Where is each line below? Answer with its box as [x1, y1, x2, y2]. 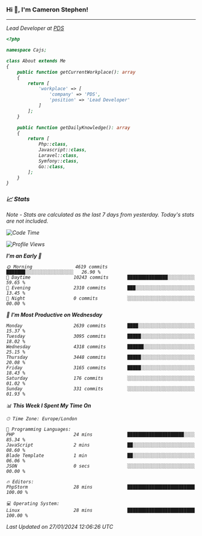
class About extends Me [6, 58, 66, 64]
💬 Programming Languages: [6, 426, 71, 432]
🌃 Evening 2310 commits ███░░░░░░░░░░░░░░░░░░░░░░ [6, 285, 195, 291]
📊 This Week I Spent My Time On [6, 402, 91, 409]
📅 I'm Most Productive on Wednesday [6, 311, 103, 318]
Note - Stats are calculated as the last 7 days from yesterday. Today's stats [6, 211, 194, 218]
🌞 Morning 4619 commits [6, 263, 108, 270]
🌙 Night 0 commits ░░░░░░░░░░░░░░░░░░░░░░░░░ [6, 295, 195, 301]
